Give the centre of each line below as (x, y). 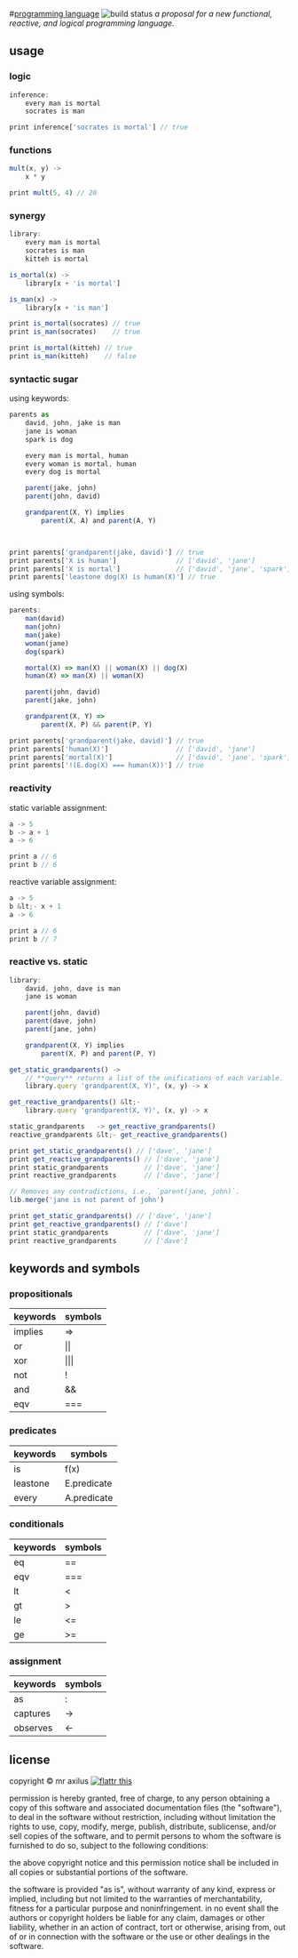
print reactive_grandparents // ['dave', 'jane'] (114, 1176)
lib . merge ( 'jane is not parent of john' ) (87, 1200)
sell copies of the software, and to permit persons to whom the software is (145, 1835)
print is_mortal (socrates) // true (75, 324)
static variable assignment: (59, 807)
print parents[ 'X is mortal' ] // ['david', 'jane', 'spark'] (150, 569)
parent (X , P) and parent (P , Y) (99, 1054)
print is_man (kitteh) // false (73, 357)
